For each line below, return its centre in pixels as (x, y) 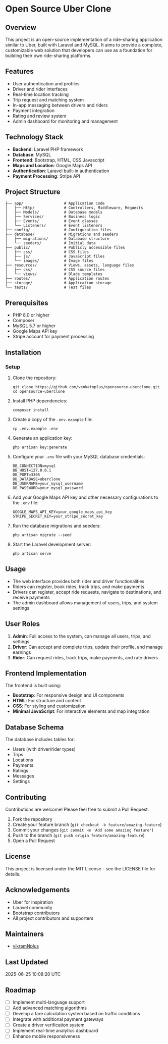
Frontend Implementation (46, 673)
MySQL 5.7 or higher (34, 326)
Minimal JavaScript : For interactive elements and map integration (81, 711)
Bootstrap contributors (36, 913)
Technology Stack (34, 137)
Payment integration (34, 110)
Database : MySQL (32, 154)
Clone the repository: (35, 378)
